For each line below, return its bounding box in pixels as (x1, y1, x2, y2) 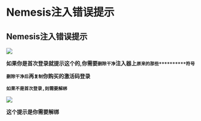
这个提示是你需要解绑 (6, 108, 59, 115)
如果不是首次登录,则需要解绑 (6, 85, 67, 92)
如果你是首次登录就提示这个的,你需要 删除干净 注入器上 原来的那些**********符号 (6, 60, 196, 67)
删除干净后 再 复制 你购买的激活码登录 (6, 73, 91, 79)
